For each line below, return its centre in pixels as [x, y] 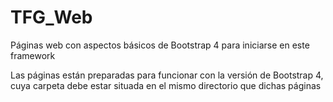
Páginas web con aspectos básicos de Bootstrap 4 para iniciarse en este [160, 45]
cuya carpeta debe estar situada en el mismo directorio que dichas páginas [166, 85]
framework [33, 55]
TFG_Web [51, 17]
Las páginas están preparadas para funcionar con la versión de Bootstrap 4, [167, 75]
